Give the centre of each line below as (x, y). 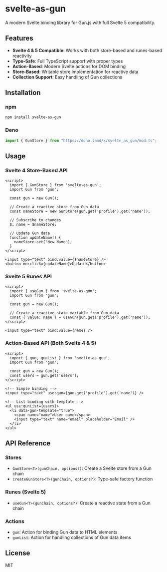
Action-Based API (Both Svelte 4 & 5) (51, 343)
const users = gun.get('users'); (44, 375)
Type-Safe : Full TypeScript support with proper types (68, 61)
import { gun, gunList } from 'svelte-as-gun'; (60, 358)
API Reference (28, 443)
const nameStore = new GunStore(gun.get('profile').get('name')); (80, 211)
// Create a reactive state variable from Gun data (65, 313)
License (18, 553)
